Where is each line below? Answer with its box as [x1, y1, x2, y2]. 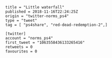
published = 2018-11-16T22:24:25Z [5, 9, 79, 14]
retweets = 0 [5, 44, 33, 49]
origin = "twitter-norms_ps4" [5, 14, 69, 19]
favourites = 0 [5, 49, 38, 54]
